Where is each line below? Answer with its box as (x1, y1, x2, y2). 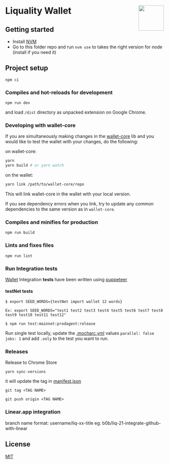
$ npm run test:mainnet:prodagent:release (5, 321, 96, 327)
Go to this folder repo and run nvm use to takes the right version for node (12, 44, 162, 50)
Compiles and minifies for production (5, 219, 98, 226)
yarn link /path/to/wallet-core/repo (5, 182, 84, 187)
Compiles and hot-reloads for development (5, 89, 113, 96)
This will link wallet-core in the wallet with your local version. (5, 191, 131, 197)
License (5, 440, 31, 449)
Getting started (5, 25, 54, 34)
